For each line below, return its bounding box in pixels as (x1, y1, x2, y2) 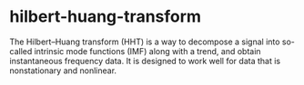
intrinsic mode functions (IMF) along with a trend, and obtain (34, 45, 261, 56)
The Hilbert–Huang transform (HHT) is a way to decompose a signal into (9, 36, 280, 47)
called (9, 45, 33, 56)
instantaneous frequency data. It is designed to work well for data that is (9, 55, 280, 66)
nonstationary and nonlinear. (9, 65, 117, 76)
